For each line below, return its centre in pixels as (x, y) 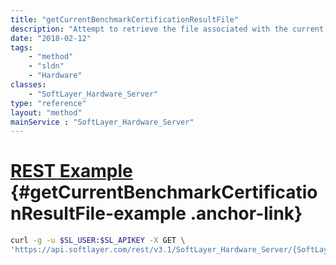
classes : (28, 85)
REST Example (71, 171)
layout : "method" (46, 112)
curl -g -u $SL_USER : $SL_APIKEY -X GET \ (98, 241)
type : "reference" (48, 103)
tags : (21, 47)
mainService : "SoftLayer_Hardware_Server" (102, 122)
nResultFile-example (98, 213)
